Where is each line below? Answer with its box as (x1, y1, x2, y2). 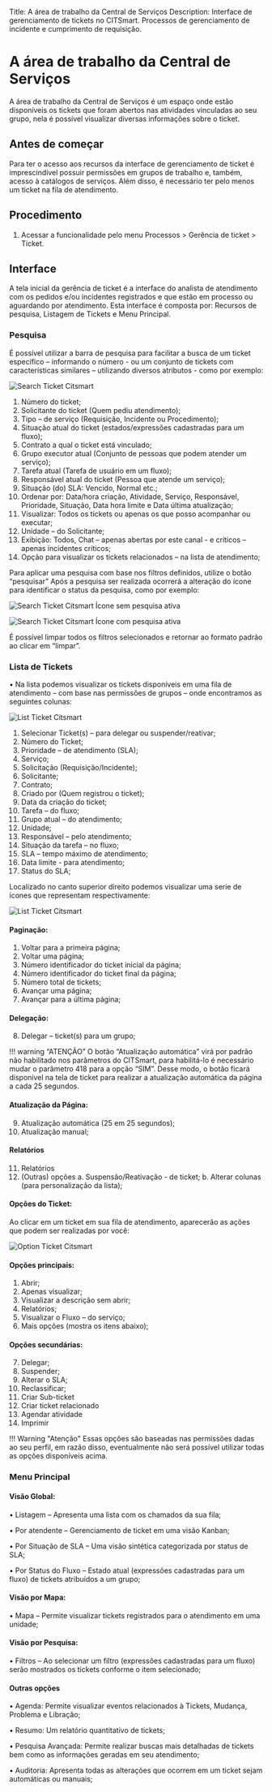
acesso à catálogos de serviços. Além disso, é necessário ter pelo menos (9, 176, 254, 186)
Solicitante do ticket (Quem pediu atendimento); (20, 405, 181, 415)
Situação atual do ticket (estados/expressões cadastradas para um (20, 422, 244, 433)
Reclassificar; (20, 1384, 67, 1394)
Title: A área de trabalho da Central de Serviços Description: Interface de (9, 7, 253, 16)
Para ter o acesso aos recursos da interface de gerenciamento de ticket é (9, 158, 255, 169)
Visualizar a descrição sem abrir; (20, 1295, 131, 1305)
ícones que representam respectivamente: (9, 890, 151, 900)
